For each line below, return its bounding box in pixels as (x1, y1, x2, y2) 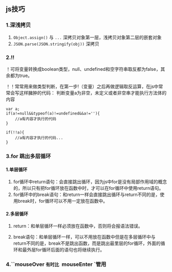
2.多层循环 (6, 210, 29, 217)
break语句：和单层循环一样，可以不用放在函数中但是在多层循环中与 (13, 234, 156, 240)
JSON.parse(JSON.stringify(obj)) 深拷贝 (13, 41, 99, 47)
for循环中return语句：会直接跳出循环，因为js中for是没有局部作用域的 (13, 179, 158, 185)
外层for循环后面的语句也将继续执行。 (27, 247, 105, 253)
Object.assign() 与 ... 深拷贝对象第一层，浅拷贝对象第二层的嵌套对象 (13, 34, 162, 40)
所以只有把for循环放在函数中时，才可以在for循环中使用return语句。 (22, 185, 164, 191)
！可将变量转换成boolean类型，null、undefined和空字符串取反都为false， (6, 66, 161, 72)
